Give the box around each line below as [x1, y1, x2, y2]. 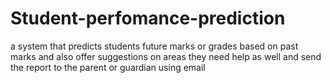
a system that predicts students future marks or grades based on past [10, 40, 299, 52]
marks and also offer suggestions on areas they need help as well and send [10, 50, 322, 62]
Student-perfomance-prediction [10, 7, 286, 30]
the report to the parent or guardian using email [10, 61, 206, 73]
